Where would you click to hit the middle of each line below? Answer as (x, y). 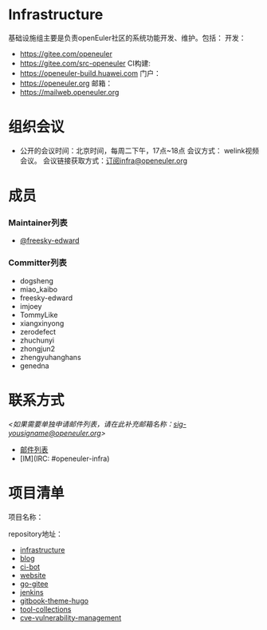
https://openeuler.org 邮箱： (66, 83)
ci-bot (30, 567)
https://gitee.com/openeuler (66, 53)
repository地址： (36, 533)
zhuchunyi (37, 340)
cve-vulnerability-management (71, 617)
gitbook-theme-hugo (54, 600)
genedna (34, 366)
